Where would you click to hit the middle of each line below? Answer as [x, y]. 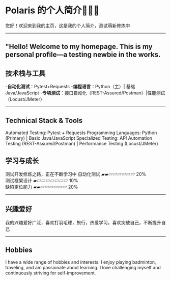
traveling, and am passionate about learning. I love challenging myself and [83, 268]
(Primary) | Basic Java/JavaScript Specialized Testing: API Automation [79, 138]
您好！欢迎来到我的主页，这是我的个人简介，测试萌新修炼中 [68, 25]
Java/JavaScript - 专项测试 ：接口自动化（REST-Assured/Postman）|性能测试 [85, 93]
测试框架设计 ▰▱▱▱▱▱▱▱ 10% [42, 180]
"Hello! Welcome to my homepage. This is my [79, 47]
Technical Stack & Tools [44, 120]
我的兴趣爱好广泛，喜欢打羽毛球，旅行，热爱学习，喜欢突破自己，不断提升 [83, 222]
